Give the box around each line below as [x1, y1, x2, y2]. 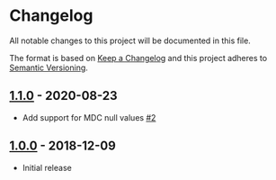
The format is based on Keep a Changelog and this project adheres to [9, 52, 268, 63]
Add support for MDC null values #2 [22, 112, 156, 122]
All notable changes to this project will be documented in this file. [9, 35, 252, 46]
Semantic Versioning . [9, 62, 88, 73]
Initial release [22, 162, 72, 173]
